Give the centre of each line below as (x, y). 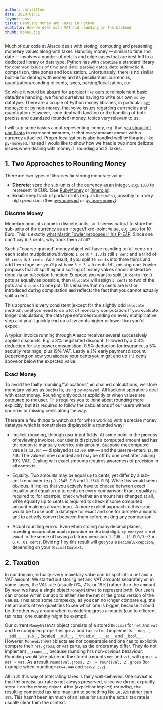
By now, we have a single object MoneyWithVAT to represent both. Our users (80, 590)
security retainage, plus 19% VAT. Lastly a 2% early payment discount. (76, 351)
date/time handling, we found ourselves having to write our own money (75, 97)
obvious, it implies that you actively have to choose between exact (79, 486)
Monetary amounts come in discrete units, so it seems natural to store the (79, 224)
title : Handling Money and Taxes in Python (50, 23)
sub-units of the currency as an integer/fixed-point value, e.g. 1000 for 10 (78, 229)
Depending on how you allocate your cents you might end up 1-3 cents (76, 356)
